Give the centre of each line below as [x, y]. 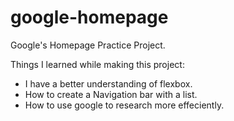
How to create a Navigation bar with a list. [111, 94]
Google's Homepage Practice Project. [88, 45]
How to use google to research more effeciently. [124, 105]
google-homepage [89, 17]
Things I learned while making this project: [97, 64]
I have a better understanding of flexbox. [108, 83]
